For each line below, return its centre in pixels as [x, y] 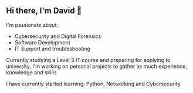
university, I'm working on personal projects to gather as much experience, [97, 66]
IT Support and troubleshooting [53, 49]
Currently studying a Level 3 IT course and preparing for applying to [88, 60]
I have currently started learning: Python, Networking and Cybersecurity [93, 84]
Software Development [42, 42]
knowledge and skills [31, 72]
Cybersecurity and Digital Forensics [58, 36]
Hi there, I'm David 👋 [44, 11]
